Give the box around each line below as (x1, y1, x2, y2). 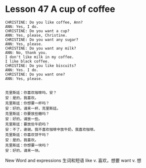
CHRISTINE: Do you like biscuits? (5, 63, 77, 68)
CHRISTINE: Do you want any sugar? (5, 37, 79, 42)
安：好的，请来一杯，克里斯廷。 (5, 106, 61, 111)
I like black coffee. (5, 58, 50, 64)
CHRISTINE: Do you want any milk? (5, 46, 77, 51)
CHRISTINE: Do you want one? (5, 72, 65, 77)
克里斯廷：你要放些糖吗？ (5, 111, 49, 116)
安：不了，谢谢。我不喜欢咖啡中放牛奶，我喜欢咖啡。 (5, 127, 97, 132)
